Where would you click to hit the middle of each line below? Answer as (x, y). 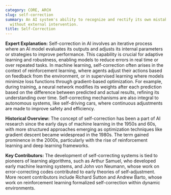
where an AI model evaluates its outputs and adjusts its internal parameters (84, 49)
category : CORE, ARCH (28, 10)
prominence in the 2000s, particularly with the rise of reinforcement (76, 140)
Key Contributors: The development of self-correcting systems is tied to (81, 156)
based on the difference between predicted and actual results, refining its (82, 92)
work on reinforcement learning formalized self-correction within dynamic (83, 183)
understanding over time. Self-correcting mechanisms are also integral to (82, 98)
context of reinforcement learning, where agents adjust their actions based (84, 71)
